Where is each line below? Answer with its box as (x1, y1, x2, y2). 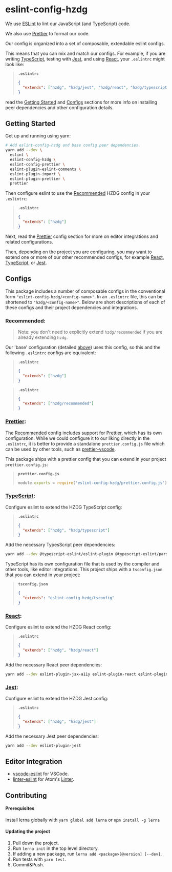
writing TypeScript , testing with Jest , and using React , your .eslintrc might (5, 55, 165, 62)
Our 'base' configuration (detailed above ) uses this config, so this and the (5, 344, 161, 350)
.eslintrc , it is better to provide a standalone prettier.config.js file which (5, 440, 165, 447)
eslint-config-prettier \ (10, 161, 66, 167)
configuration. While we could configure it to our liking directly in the (5, 435, 150, 441)
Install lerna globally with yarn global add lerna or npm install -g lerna (5, 817, 160, 823)
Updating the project (5, 828, 50, 835)
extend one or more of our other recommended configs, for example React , (5, 254, 164, 260)
